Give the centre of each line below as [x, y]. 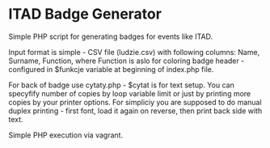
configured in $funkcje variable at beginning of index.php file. [111, 69]
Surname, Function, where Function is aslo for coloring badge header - [127, 61]
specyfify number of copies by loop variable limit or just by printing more [130, 93]
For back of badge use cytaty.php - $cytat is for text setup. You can [121, 85]
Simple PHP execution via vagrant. [66, 135]
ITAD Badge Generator [85, 14]
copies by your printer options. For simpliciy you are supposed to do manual [135, 102]
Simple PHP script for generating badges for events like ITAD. [110, 36]
